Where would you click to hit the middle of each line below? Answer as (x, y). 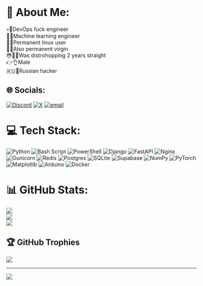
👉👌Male (18, 62)
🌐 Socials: (26, 90)
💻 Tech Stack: (43, 130)
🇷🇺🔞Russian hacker (32, 71)
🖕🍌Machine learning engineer (43, 36)
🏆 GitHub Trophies (43, 243)
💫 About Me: (38, 12)
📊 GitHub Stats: (47, 190)
